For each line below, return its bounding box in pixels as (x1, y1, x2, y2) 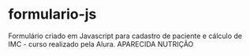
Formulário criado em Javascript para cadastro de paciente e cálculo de (8, 31, 243, 40)
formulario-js (8, 5, 97, 23)
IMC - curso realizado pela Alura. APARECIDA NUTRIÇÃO (8, 39, 194, 48)
